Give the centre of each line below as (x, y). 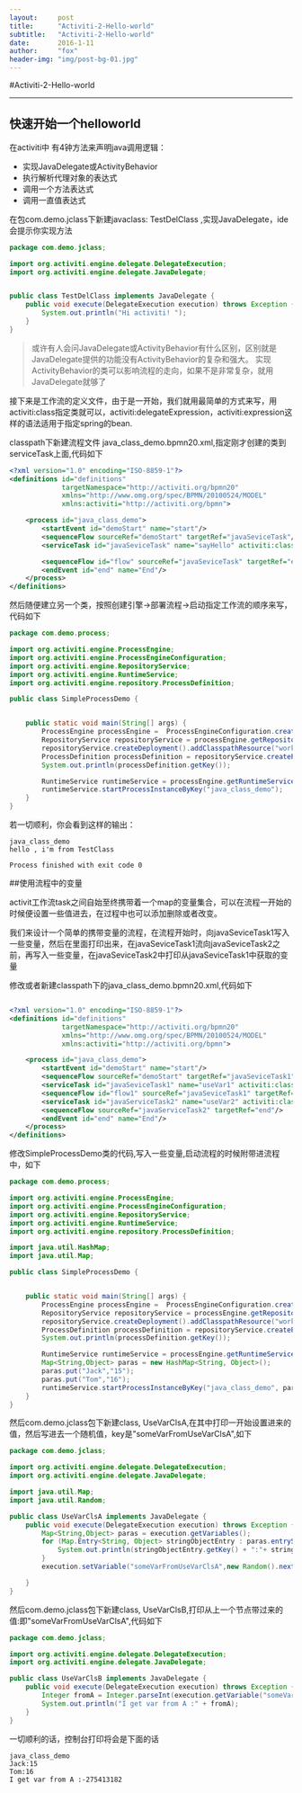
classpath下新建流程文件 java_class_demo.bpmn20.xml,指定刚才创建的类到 (148, 442)
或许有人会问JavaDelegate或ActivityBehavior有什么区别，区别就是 (154, 348)
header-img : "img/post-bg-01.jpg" (74, 59)
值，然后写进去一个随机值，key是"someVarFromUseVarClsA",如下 (131, 1434)
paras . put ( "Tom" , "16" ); (86, 1379)
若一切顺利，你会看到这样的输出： (72, 825)
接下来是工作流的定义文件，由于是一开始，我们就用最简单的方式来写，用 (143, 400)
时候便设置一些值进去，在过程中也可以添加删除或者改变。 (115, 914)
